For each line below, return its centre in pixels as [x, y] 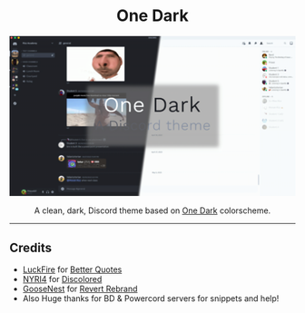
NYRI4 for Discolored [62, 279]
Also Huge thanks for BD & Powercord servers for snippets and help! [151, 298]
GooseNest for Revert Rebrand [80, 289]
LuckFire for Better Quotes [72, 269]
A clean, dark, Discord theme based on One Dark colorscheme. [152, 210]
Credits [31, 247]
